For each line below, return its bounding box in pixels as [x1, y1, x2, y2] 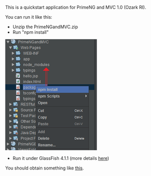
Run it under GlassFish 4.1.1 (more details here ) [12, 155, 109, 161]
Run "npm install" [12, 29, 49, 35]
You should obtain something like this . [5, 165, 84, 171]
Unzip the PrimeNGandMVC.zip [12, 24, 78, 30]
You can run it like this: [5, 14, 52, 20]
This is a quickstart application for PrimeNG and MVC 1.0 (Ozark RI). [5, 5, 146, 10]
